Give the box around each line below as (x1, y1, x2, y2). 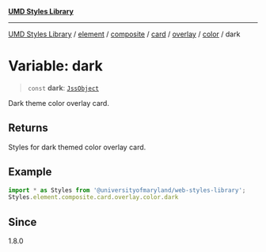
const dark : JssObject (27, 83, 99, 92)
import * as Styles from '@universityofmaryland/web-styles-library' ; (8, 186, 246, 194)
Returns (8, 122, 49, 135)
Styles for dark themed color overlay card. (8, 142, 146, 152)
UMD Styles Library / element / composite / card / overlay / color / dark (8, 29, 241, 39)
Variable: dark (8, 57, 103, 75)
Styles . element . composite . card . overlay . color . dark (8, 194, 179, 201)
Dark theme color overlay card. (8, 98, 109, 107)
